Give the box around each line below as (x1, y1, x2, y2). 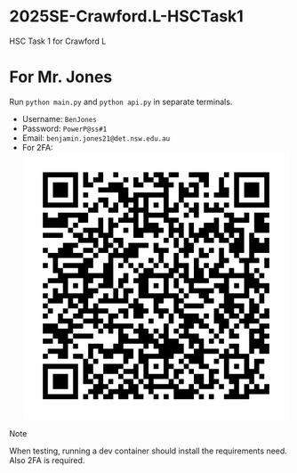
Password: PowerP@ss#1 (21, 123, 108, 134)
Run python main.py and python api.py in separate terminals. (9, 96, 233, 107)
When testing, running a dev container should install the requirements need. (9, 445, 287, 456)
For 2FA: (21, 142, 53, 152)
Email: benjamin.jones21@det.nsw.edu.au (21, 132, 171, 143)
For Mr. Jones (9, 67, 113, 87)
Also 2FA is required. (9, 455, 85, 466)
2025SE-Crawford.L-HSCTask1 (9, 6, 245, 27)
